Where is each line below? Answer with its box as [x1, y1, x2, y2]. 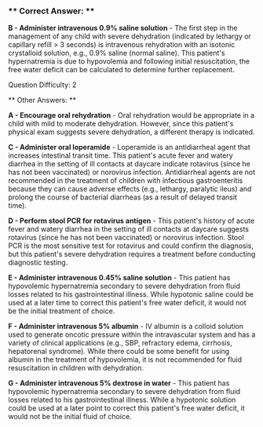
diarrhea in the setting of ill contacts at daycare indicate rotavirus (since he [8, 159, 251, 169]
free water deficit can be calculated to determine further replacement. [8, 65, 236, 75]
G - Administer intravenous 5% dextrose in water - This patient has [8, 378, 230, 388]
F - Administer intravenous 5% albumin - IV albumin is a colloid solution [8, 322, 244, 331]
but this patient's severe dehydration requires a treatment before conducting [8, 250, 256, 259]
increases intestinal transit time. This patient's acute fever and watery [8, 151, 233, 160]
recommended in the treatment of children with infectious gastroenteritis [8, 176, 243, 185]
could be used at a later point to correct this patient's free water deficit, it [8, 403, 245, 413]
